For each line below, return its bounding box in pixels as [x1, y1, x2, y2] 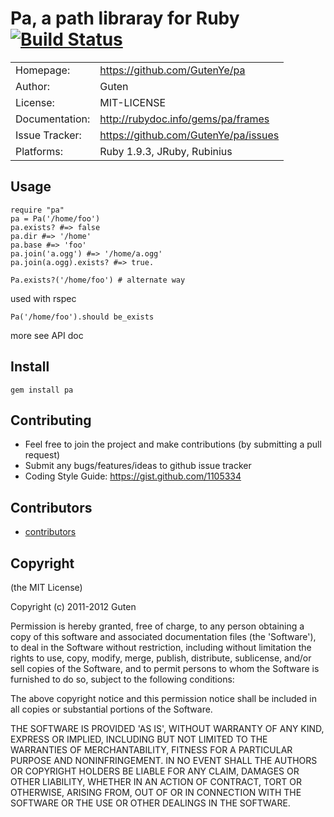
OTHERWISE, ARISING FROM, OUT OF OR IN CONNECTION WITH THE [10, 787, 302, 798]
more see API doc [10, 329, 84, 341]
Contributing [10, 412, 92, 429]
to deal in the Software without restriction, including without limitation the [10, 642, 312, 653]
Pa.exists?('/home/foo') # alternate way [10, 275, 186, 285]
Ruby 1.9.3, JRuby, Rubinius [99, 144, 233, 158]
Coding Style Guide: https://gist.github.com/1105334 [24, 470, 242, 482]
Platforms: [15, 144, 63, 158]
